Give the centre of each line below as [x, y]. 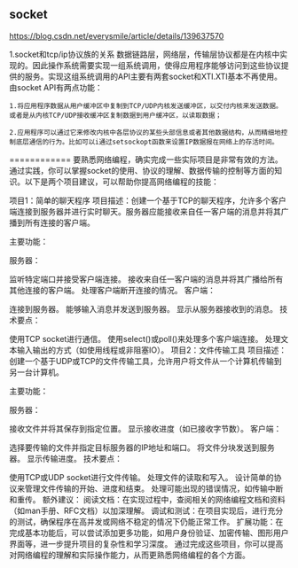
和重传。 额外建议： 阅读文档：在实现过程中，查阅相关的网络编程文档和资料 [147, 499]
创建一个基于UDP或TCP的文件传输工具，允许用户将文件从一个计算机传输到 [145, 361]
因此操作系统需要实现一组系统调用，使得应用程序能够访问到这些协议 [157, 65]
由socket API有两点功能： [56, 87]
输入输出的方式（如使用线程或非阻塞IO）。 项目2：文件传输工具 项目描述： [151, 350]
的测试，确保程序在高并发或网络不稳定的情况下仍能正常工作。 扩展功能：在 [146, 521]
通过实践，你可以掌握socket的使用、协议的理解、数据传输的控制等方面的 [142, 170]
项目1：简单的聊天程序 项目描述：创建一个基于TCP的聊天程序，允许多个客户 [148, 200]
